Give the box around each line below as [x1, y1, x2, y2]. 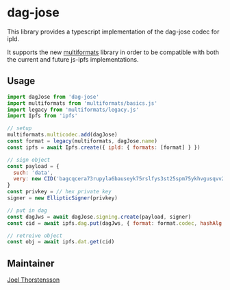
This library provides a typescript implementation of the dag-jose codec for [7, 27, 220, 36]
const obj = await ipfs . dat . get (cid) [7, 239, 115, 245]
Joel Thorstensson [7, 276, 60, 284]
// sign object [7, 156, 51, 163]
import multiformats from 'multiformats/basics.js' [7, 99, 157, 107]
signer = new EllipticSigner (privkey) [7, 195, 118, 202]
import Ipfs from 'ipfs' [7, 112, 78, 119]
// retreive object [7, 232, 63, 239]
